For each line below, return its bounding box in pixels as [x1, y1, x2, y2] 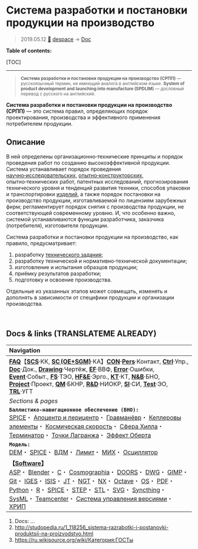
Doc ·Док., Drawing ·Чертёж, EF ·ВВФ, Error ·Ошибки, [9, 365, 155, 373]
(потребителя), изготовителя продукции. [6, 222, 109, 229]
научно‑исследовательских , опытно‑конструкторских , [6, 172, 144, 179]
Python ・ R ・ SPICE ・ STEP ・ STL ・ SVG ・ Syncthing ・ [9, 485, 166, 494]
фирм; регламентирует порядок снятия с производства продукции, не [6, 203, 184, 210]
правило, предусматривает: [6, 240, 77, 247]
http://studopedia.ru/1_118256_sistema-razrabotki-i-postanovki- [14, 524, 169, 531]
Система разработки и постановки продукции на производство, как [6, 233, 179, 240]
